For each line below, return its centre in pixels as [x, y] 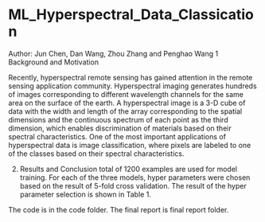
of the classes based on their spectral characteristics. [96, 154]
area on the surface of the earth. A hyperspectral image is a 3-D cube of [127, 103]
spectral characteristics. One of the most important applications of [117, 136]
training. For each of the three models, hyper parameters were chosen [135, 177]
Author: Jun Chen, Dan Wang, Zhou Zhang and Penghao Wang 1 [113, 53]
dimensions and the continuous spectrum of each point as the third [118, 119]
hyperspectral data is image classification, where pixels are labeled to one [130, 145]
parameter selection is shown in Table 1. [85, 194]
